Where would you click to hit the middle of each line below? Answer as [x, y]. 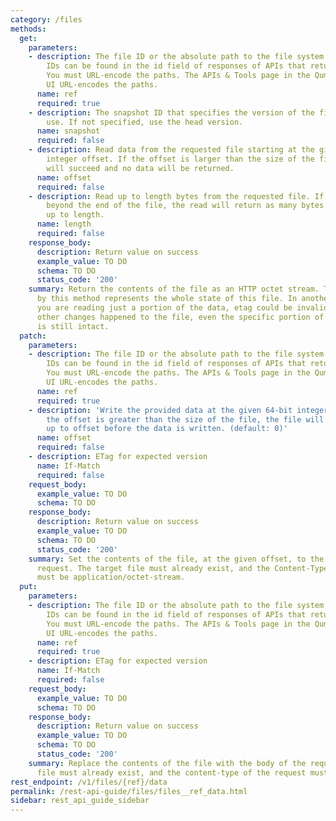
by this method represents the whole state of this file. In [167, 299]
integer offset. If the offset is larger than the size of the [180, 159]
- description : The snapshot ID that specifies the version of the [171, 112]
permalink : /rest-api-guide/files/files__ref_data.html [129, 791]
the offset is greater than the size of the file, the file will [185, 419]
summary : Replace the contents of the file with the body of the [167, 763]
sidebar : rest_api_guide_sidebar [80, 801]
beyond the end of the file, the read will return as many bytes [185, 206]
